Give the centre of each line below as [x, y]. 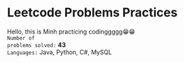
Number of [21, 38]
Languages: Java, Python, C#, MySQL [60, 52]
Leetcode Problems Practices [92, 13]
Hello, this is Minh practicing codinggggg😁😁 [71, 32]
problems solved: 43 [37, 45]
